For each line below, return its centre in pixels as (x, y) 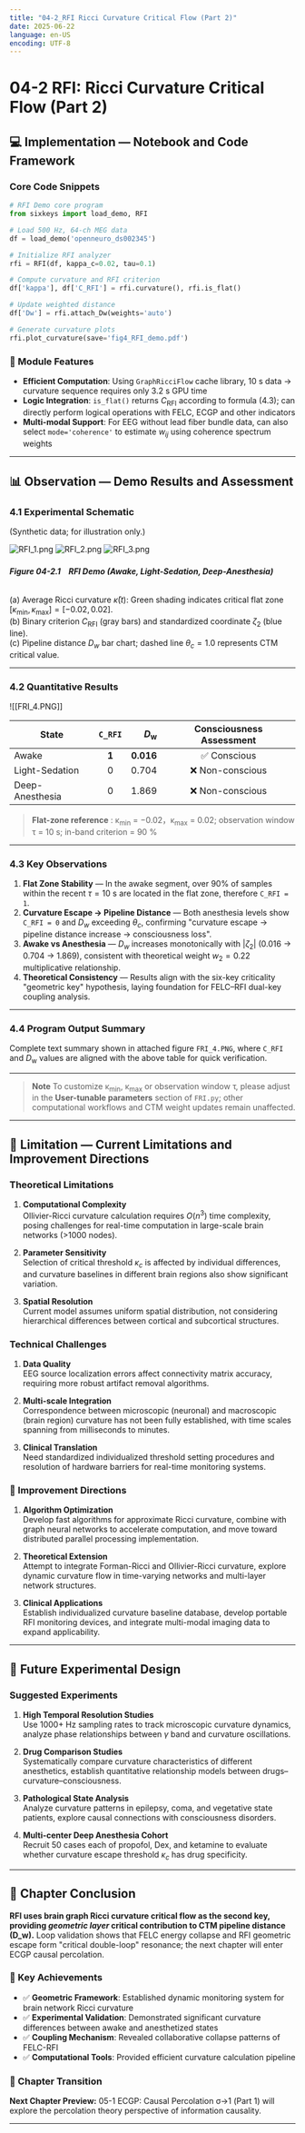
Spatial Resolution (58, 1301)
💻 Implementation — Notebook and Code (129, 142)
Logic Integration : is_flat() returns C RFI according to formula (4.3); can (159, 401)
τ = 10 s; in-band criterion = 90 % (94, 831)
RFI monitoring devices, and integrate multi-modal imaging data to (146, 1622)
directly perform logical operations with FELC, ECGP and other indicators (159, 412)
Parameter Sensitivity (64, 1252)
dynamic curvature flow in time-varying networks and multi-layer (144, 1576)
